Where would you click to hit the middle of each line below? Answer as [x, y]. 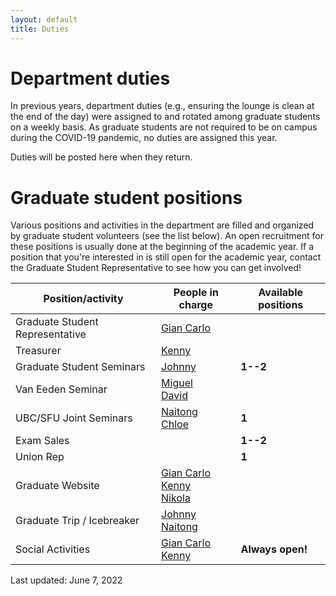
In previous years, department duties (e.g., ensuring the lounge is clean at [162, 106]
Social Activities [53, 549]
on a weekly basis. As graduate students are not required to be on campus [164, 127]
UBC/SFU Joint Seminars [74, 418]
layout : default [44, 19]
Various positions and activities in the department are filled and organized [162, 225]
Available [280, 293]
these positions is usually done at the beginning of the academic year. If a [162, 247]
